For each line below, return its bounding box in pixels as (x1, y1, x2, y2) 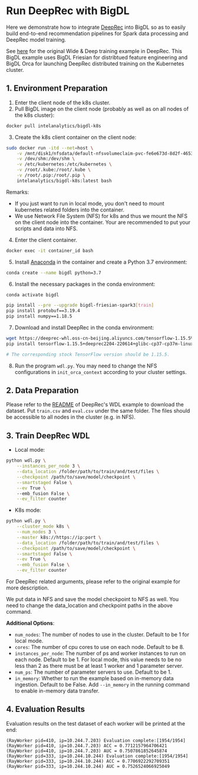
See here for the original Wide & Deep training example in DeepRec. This (6, 47, 183, 54)
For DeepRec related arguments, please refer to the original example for (6, 578, 181, 585)
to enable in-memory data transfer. (14, 687, 100, 694)
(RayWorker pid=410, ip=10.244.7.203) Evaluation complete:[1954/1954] (6, 737, 186, 743)
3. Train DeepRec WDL (6, 430, 90, 441)
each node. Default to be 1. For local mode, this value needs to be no (14, 656, 181, 663)
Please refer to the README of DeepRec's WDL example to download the (6, 401, 184, 408)
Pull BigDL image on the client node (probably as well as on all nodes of (14, 105, 189, 112)
